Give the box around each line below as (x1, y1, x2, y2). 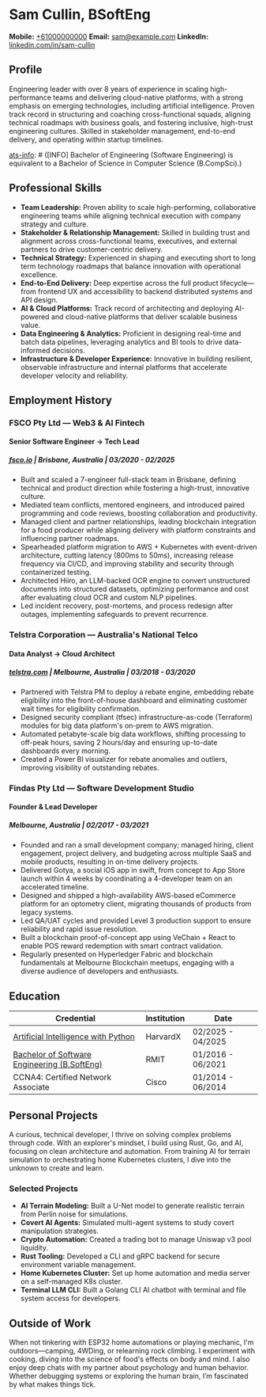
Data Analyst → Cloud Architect (9, 649, 115, 658)
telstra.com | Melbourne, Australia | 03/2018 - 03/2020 (9, 667, 196, 676)
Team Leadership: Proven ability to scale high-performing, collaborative (20, 202, 257, 211)
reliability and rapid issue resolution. (20, 924, 139, 934)
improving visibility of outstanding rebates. (20, 763, 160, 772)
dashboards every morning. (20, 746, 111, 756)
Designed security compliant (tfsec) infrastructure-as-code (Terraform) (20, 712, 253, 721)
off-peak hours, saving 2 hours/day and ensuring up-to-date (20, 737, 218, 747)
